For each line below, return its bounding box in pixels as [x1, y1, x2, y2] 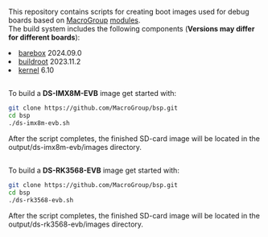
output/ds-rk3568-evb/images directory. [8, 219, 143, 229]
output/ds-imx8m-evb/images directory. [8, 143, 142, 152]
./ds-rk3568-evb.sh [8, 197, 74, 205]
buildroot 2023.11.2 [19, 56, 81, 66]
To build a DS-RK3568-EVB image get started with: [8, 165, 179, 176]
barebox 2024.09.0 [19, 48, 82, 57]
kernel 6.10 [19, 65, 55, 75]
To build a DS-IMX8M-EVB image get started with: [8, 89, 177, 98]
